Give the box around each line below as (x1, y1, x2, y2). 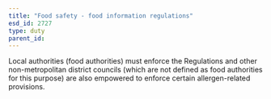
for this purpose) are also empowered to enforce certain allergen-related (8, 73, 251, 83)
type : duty (8, 27, 45, 35)
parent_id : (8, 34, 45, 43)
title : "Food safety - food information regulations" (8, 11, 194, 20)
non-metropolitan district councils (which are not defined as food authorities (8, 65, 263, 75)
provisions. (8, 82, 45, 92)
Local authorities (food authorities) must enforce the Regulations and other (8, 56, 257, 66)
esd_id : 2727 (8, 19, 53, 27)
